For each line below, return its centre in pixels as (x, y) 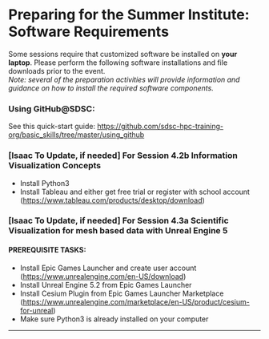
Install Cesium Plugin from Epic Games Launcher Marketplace (122, 293)
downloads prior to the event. (57, 71)
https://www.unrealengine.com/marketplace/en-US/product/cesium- (136, 301)
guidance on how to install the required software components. (111, 88)
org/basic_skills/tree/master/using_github (76, 135)
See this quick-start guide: (52, 127)
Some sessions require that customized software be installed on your (123, 54)
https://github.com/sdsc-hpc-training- (161, 127)
